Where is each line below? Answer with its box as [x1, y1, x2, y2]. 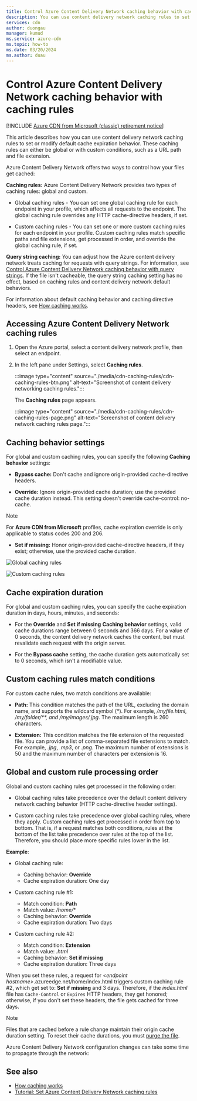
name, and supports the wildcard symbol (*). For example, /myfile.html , [14, 707, 187, 715]
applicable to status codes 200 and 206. [6, 530, 104, 537]
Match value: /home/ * [23, 906, 76, 913]
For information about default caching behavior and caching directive [6, 295, 174, 303]
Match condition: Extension [23, 942, 91, 949]
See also [6, 1067, 38, 1077]
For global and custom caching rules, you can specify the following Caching [6, 453, 191, 461]
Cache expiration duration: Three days [23, 960, 116, 967]
